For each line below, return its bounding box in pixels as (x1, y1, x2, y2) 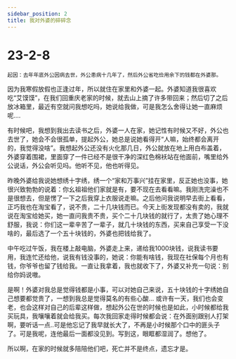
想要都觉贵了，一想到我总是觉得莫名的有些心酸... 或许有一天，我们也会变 (13, 294, 224, 303)
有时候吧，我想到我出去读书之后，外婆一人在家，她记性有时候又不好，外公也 (7, 126, 229, 134)
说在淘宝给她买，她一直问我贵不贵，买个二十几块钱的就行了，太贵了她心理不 (7, 212, 229, 220)
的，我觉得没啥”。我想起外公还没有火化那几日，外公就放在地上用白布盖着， (7, 144, 226, 152)
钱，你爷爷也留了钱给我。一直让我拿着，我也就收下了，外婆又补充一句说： (7, 262, 223, 270)
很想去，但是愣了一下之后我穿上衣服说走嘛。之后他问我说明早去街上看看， (13, 194, 229, 203)
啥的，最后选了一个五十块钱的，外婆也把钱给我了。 (7, 229, 155, 238)
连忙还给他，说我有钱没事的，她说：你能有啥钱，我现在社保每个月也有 (25, 253, 229, 261)
